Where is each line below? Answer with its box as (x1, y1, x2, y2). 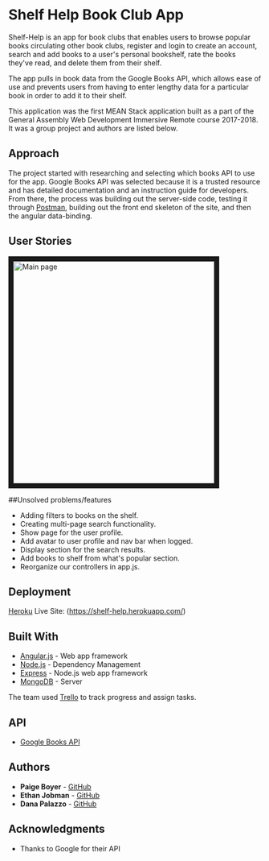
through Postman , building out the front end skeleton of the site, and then (8, 202, 251, 212)
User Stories (8, 234, 72, 248)
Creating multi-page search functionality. (19, 519, 157, 528)
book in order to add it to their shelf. (8, 90, 127, 100)
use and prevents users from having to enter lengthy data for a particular (8, 82, 249, 92)
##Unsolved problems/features (8, 495, 112, 504)
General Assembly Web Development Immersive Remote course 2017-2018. (8, 114, 259, 124)
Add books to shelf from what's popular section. (19, 553, 181, 563)
